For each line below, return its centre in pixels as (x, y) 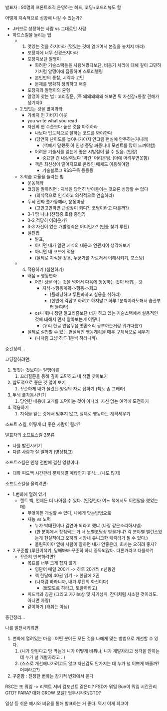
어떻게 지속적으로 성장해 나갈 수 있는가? (44, 18)
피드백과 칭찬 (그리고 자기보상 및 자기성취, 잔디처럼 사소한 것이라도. (92, 594)
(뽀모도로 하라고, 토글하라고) (70, 588)
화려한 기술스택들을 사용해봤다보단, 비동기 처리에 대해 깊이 (91, 65)
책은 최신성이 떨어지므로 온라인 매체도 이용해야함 (82, 164)
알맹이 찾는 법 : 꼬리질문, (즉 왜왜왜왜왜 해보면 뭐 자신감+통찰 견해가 (93, 96)
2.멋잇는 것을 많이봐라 (41, 109)
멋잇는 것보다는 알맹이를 (36, 370)
